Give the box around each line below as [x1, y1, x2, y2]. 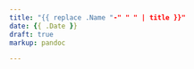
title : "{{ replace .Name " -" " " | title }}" [9, 13, 186, 22]
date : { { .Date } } [9, 22, 78, 30]
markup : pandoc [9, 38, 66, 47]
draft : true [9, 30, 54, 39]
